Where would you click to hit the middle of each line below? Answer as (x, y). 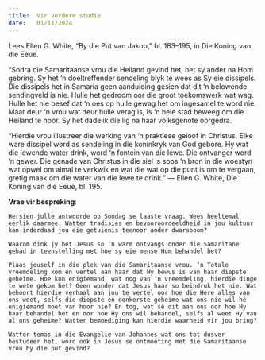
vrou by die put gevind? (49, 348)
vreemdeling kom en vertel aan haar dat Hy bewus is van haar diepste (127, 272)
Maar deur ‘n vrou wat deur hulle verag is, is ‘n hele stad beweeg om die (126, 111)
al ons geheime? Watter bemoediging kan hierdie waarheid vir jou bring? (133, 320)
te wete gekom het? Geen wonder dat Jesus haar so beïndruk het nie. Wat (133, 286)
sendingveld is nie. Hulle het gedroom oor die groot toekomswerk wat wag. (131, 95)
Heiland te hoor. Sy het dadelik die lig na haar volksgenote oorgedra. (120, 120)
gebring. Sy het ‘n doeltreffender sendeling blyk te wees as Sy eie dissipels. (132, 78)
